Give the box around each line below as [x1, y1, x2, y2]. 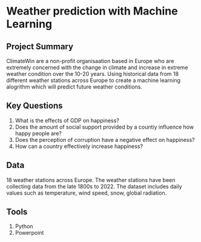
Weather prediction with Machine [6, 4, 178, 18]
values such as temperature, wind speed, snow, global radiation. [6, 189, 167, 197]
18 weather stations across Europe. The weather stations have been [6, 176, 176, 183]
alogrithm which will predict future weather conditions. [6, 83, 142, 90]
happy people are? [15, 129, 62, 137]
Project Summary [6, 41, 74, 52]
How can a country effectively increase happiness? [15, 143, 143, 150]
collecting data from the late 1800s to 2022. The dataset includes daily [6, 183, 183, 190]
